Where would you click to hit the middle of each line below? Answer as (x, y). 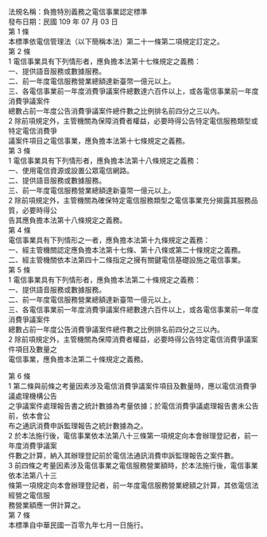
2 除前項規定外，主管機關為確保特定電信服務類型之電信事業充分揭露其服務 (130, 200)
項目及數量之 (36, 349)
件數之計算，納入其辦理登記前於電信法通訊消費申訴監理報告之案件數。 (123, 456)
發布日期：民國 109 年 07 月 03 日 (63, 21)
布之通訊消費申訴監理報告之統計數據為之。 (78, 426)
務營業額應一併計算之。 (46, 505)
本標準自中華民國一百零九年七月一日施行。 (78, 525)
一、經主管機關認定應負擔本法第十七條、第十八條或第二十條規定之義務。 (126, 250)
